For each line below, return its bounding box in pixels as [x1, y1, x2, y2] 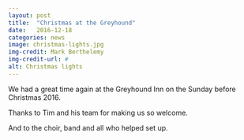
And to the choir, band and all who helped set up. [8, 123, 168, 132]
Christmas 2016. [8, 92, 62, 102]
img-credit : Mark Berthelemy [8, 48, 104, 56]
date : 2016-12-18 [8, 26, 73, 34]
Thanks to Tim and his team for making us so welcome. [8, 108, 188, 117]
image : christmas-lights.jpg [8, 41, 104, 49]
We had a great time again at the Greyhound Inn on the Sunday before [8, 84, 237, 94]
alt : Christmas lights [8, 63, 83, 71]
